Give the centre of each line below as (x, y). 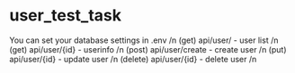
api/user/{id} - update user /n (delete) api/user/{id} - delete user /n (133, 59)
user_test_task (66, 16)
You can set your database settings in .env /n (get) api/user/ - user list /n (144, 40)
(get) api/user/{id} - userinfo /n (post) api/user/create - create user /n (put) (148, 49)
